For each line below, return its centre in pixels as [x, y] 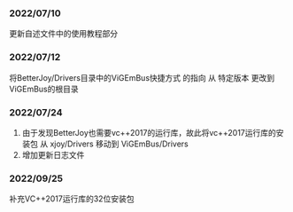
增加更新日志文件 [53, 154]
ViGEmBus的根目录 [44, 89]
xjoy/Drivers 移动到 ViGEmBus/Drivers [119, 144]
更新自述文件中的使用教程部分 [63, 34]
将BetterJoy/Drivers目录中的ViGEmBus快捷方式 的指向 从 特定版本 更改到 [142, 77]
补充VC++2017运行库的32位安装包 [72, 199]
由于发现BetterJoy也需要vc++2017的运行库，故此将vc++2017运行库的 [149, 132]
